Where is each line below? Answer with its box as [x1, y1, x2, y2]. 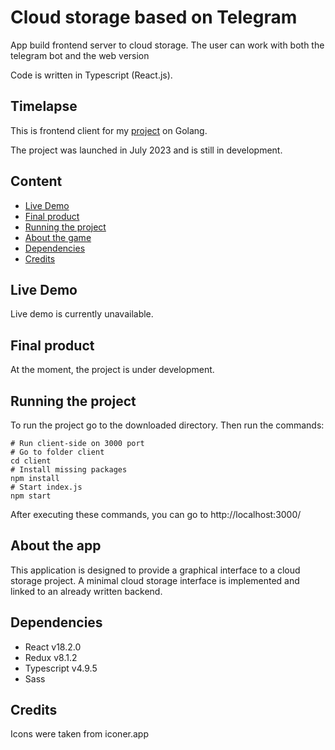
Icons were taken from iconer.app [10, 728, 149, 740]
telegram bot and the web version [10, 49, 150, 61]
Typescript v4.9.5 [24, 662, 98, 674]
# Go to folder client [10, 447, 105, 457]
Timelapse [10, 98, 78, 115]
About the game [24, 231, 92, 243]
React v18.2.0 [24, 641, 82, 653]
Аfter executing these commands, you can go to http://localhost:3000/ [10, 509, 302, 520]
